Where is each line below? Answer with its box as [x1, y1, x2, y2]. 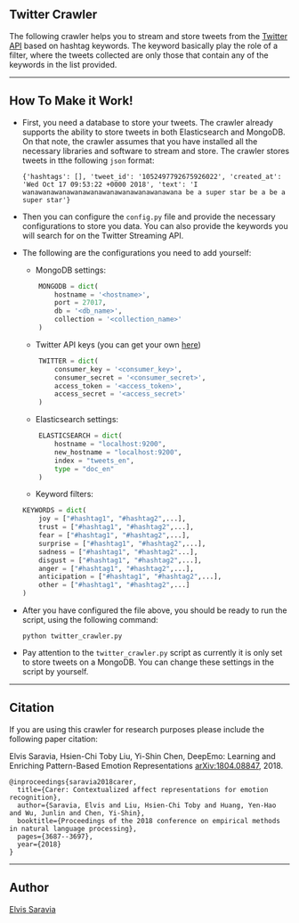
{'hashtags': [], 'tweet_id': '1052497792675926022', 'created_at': [21, 172, 282, 181]
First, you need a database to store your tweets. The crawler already [21, 117, 274, 127]
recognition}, [9, 793, 62, 802]
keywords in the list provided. [9, 59, 117, 69]
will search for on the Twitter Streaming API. [21, 230, 184, 241]
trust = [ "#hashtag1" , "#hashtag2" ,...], [38, 523, 194, 532]
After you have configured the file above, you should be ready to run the [21, 605, 287, 616]
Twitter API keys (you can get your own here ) [35, 339, 202, 350]
